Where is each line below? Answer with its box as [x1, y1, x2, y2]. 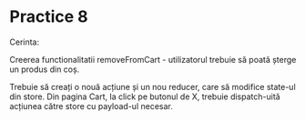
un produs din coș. [9, 64, 80, 75]
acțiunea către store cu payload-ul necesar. [9, 100, 173, 111]
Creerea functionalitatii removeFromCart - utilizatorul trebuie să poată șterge [9, 54, 297, 65]
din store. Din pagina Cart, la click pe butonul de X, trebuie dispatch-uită [9, 91, 280, 102]
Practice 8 [9, 6, 88, 27]
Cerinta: [9, 36, 40, 47]
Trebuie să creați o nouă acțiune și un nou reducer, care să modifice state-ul [9, 81, 296, 92]
